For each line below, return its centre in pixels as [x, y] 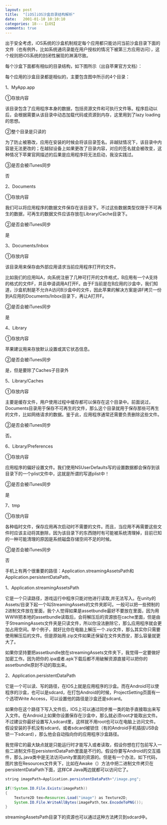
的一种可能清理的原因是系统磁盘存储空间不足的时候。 [60, 539]
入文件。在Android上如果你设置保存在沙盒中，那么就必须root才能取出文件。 [83, 715]
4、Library [16, 328]
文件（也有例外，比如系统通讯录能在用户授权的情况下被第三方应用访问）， [80, 49]
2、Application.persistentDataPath [41, 675]
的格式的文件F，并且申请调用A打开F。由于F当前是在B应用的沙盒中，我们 [80, 284]
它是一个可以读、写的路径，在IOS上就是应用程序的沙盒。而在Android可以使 [82, 686]
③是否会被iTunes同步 [28, 165]
